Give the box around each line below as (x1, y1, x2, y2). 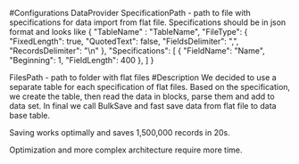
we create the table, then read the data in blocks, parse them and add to (9, 91, 275, 102)
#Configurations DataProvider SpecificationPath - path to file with (9, 8, 252, 18)
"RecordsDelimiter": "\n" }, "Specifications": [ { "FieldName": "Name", (9, 45, 265, 56)
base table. (9, 111, 51, 120)
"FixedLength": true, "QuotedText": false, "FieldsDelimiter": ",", (9, 36, 239, 46)
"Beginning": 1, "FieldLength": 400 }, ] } (9, 55, 154, 65)
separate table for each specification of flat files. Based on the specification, (9, 82, 291, 92)
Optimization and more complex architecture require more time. (9, 144, 243, 155)
